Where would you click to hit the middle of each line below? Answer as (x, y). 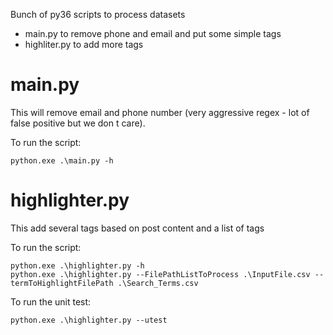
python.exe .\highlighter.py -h (77, 265)
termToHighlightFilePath (62, 283)
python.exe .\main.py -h (62, 160)
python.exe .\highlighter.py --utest (89, 320)
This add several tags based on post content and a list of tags (137, 228)
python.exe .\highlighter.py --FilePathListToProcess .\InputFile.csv (160, 274)
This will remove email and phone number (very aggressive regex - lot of (160, 112)
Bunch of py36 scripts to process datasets (98, 14)
